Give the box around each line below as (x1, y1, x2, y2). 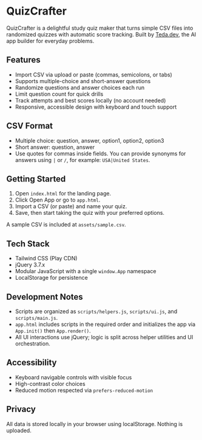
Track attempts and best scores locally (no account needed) (15, 96, 166, 104)
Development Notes (6, 291, 83, 302)
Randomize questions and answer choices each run (15, 84, 144, 91)
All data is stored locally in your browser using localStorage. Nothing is (6, 420, 183, 427)
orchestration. (15, 340, 50, 347)
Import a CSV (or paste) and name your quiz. (15, 203, 127, 210)
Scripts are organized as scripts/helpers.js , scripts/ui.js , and (15, 308, 178, 315)
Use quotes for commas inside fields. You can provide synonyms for (15, 150, 186, 157)
